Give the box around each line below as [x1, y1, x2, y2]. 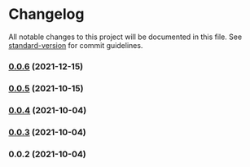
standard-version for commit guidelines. [8, 40, 143, 50]
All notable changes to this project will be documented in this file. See [8, 32, 243, 42]
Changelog [8, 5, 85, 24]
